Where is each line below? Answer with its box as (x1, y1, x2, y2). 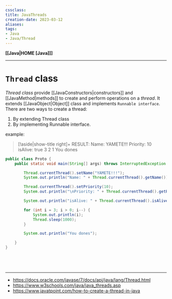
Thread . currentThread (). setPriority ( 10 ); (24, 185, 114, 190)
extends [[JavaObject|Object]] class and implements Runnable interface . (5, 100, 160, 106)
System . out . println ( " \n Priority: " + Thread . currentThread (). (24, 189, 159, 194)
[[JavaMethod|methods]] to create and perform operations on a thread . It (5, 95, 160, 101)
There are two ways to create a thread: (5, 106, 88, 112)
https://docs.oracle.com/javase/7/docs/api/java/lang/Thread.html (12, 277, 151, 283)
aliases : (5, 21, 24, 27)
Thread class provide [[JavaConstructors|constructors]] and (5, 89, 133, 96)
